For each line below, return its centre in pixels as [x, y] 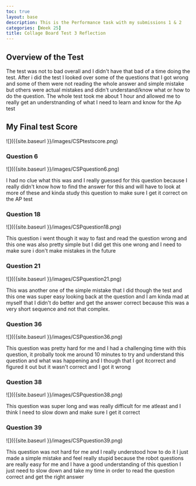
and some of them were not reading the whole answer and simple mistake [95, 83]
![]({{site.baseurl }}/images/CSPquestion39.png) [64, 440]
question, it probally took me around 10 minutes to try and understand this [95, 354]
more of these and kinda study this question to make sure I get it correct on [97, 193]
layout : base [22, 17]
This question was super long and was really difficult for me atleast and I [94, 406]
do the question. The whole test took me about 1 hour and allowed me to [93, 96]
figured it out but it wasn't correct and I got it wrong [68, 366]
